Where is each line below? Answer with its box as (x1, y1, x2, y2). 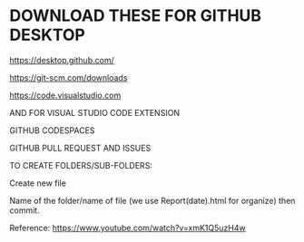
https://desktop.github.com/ (9, 54, 115, 65)
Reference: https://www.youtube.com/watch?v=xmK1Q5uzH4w (9, 222, 247, 233)
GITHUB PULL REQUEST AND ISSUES (9, 142, 152, 153)
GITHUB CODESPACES (9, 124, 95, 136)
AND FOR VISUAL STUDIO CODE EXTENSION (9, 107, 180, 118)
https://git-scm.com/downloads (9, 72, 128, 82)
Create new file (9, 178, 66, 189)
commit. (9, 205, 40, 216)
